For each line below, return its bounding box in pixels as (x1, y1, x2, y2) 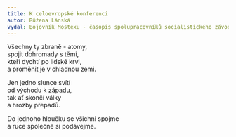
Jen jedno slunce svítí (7, 79, 71, 87)
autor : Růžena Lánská (7, 17, 71, 24)
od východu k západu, (7, 86, 72, 95)
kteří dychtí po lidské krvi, (7, 58, 82, 66)
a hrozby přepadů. (7, 101, 61, 110)
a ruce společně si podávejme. (7, 122, 96, 131)
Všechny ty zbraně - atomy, (7, 43, 88, 51)
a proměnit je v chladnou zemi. (7, 65, 97, 74)
